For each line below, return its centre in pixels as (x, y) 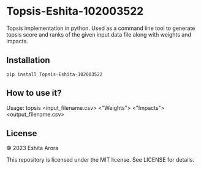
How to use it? (34, 93)
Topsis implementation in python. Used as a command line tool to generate (101, 28)
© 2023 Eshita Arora (32, 148)
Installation (28, 60)
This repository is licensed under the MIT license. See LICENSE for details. (100, 160)
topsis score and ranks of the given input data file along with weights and (99, 34)
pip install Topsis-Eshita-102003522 (55, 74)
